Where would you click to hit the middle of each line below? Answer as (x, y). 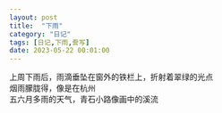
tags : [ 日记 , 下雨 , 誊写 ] (50, 42)
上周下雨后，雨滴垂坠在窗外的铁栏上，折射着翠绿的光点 (111, 77)
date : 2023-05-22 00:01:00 (60, 51)
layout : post (34, 17)
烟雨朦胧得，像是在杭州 (52, 88)
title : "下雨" (36, 26)
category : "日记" (40, 34)
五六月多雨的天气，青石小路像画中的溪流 (84, 100)
